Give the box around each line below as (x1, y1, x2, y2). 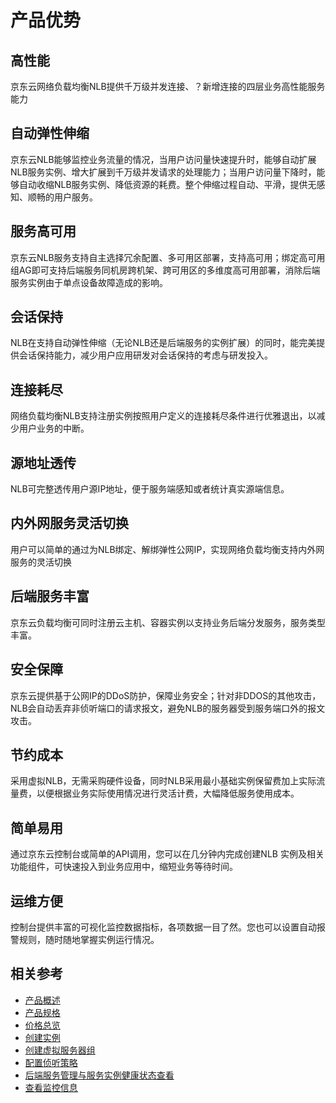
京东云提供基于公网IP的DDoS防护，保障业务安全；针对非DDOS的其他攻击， (10, 689, 322, 701)
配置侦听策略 (24, 1056, 78, 1068)
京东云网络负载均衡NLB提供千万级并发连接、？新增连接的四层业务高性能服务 (10, 81, 326, 92)
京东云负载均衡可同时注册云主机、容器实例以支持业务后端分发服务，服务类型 (10, 616, 326, 628)
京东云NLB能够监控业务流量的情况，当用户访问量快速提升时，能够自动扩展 (10, 153, 317, 165)
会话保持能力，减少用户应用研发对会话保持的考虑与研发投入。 (18, 349, 273, 361)
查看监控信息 (24, 1081, 78, 1093)
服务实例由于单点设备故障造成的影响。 (10, 276, 168, 288)
